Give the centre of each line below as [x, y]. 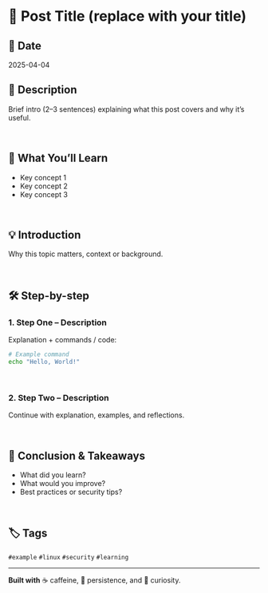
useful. [20, 117]
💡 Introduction [45, 235]
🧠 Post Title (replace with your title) [128, 16]
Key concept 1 [43, 177]
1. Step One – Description [58, 322]
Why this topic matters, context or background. [86, 254]
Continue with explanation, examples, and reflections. [97, 415]
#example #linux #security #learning [69, 557]
